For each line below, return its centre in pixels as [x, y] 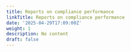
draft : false [23, 39]
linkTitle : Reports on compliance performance [65, 17]
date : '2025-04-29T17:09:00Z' [44, 23]
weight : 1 [19, 28]
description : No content [37, 34]
